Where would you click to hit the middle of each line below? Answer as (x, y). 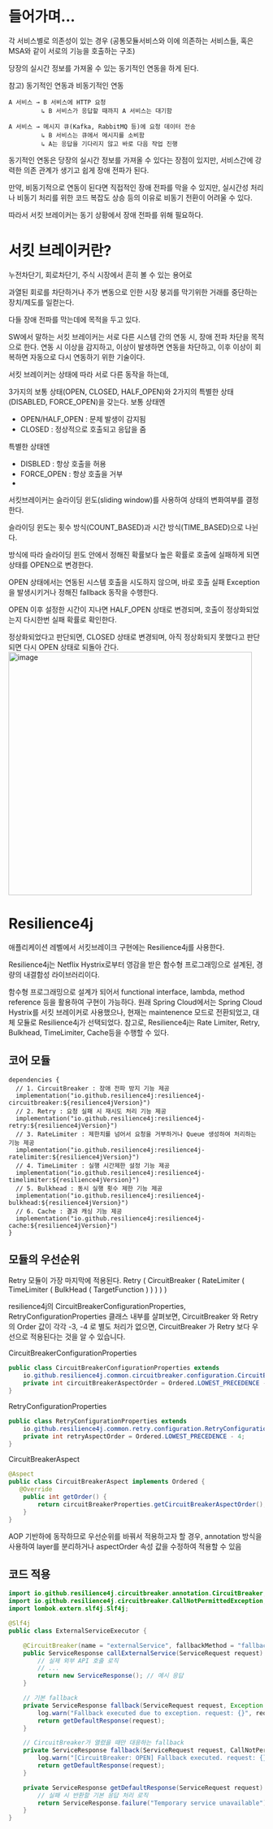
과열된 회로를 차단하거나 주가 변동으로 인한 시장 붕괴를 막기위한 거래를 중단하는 (133, 292)
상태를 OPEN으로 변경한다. (51, 565)
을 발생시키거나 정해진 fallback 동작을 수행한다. (83, 592)
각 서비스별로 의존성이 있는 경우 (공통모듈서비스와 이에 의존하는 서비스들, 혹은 (131, 41)
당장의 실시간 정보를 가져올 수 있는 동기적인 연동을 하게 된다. (104, 68)
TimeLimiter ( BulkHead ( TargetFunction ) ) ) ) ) (88, 1289)
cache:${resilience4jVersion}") (63, 1225)
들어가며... (42, 17)
